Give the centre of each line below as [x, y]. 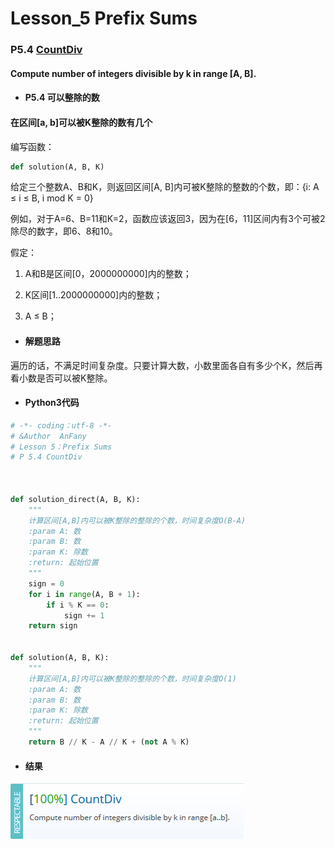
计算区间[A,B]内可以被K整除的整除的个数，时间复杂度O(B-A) [137, 520]
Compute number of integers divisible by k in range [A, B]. [133, 73]
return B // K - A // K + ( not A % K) [109, 742]
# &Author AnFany [48, 436]
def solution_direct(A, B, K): [75, 499]
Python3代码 [52, 403]
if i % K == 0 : [78, 605]
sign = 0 [46, 583]
